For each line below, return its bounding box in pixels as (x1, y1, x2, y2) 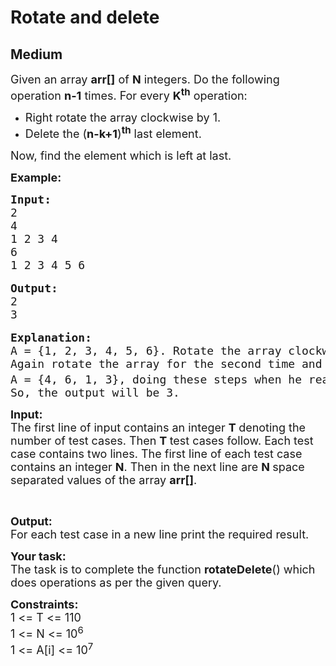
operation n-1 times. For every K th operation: (10, 86, 248, 103)
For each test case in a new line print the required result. (10, 527, 310, 541)
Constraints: (10, 597, 79, 611)
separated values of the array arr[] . (10, 473, 198, 487)
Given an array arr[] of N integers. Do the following (10, 72, 280, 86)
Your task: (10, 549, 67, 563)
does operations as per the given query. (10, 576, 222, 590)
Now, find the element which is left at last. (10, 149, 232, 163)
